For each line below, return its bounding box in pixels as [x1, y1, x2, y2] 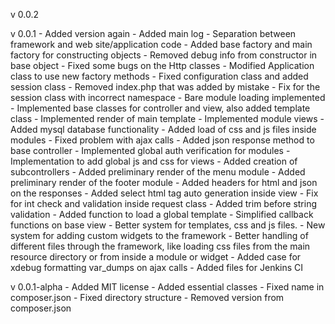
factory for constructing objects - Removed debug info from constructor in [10, 49, 318, 61]
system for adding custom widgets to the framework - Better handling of [10, 230, 309, 241]
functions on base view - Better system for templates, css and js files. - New [10, 219, 326, 231]
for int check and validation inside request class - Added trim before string [10, 198, 317, 209]
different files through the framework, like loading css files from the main [10, 240, 311, 252]
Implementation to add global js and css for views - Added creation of [10, 155, 298, 167]
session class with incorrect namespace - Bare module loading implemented [10, 92, 326, 103]
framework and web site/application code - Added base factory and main [10, 39, 313, 50]
